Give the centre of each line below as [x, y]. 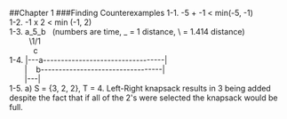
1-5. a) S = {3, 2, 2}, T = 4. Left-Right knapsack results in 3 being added [140, 88]
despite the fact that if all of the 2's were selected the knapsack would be [143, 98]
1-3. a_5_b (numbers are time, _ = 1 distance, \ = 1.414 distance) [128, 32]
